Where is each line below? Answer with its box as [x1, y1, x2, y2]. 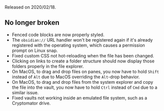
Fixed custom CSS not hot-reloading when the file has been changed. [11, 53, 155, 58]
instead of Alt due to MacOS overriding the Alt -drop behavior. [11, 74, 140, 80]
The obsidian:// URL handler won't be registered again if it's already [11, 37, 153, 43]
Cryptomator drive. [11, 100, 51, 106]
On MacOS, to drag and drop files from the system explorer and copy [11, 79, 154, 85]
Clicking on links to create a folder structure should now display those [11, 58, 155, 64]
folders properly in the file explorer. [11, 63, 84, 69]
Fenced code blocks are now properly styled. [11, 32, 105, 38]
